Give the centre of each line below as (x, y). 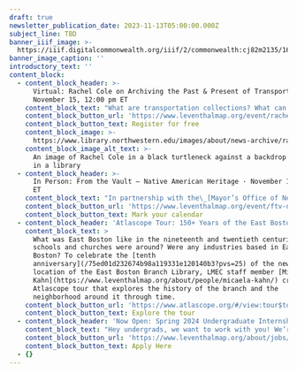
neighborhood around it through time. (104, 297)
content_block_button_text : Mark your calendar (114, 214)
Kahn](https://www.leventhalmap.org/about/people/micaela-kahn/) (155, 280)
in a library (57, 165)
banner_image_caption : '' (57, 58)
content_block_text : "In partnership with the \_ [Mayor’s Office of (152, 198)
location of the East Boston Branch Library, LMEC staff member (153, 272)
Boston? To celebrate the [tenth (94, 256)
